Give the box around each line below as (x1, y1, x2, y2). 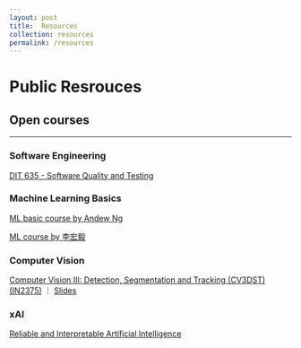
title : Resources (9, 22, 78, 30)
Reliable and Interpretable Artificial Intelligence (9, 328, 182, 339)
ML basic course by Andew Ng (9, 213, 124, 223)
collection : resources (9, 30, 94, 39)
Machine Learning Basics (9, 192, 122, 204)
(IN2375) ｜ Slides (9, 285, 77, 296)
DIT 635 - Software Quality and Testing (9, 170, 154, 180)
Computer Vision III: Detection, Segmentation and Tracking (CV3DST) (9, 274, 266, 285)
